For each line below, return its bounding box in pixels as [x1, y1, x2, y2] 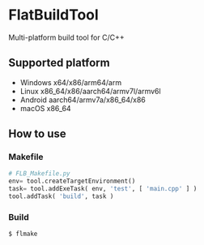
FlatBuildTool [8, 6, 99, 24]
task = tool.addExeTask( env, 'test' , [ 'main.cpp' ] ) [8, 185, 198, 193]
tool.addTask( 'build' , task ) [8, 192, 114, 200]
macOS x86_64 [19, 103, 71, 113]
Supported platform [8, 56, 111, 70]
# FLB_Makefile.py [8, 170, 70, 178]
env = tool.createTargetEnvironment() [8, 177, 136, 186]
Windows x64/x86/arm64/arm [19, 77, 122, 87]
